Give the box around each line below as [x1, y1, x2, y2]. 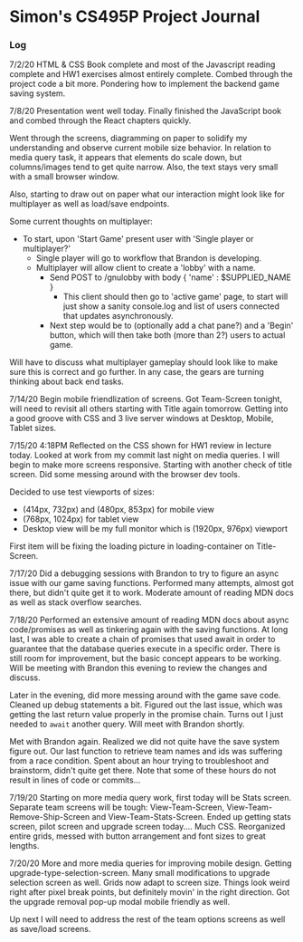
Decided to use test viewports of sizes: [9, 486, 156, 497]
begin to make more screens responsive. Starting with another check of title [9, 459, 292, 470]
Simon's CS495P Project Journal [9, 6, 260, 27]
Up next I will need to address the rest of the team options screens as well [9, 914, 286, 925]
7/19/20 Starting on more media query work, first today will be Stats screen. [9, 793, 292, 803]
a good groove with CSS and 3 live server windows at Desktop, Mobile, [9, 413, 274, 424]
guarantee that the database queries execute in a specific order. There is [9, 643, 280, 654]
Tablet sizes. [9, 423, 57, 434]
